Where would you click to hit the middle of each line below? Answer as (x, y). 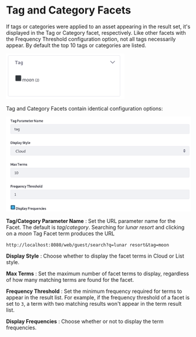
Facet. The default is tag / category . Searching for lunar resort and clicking (95, 228)
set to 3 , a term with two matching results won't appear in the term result (94, 304)
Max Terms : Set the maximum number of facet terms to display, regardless (98, 273)
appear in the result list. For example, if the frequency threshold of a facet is (98, 298)
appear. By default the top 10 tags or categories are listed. (76, 45)
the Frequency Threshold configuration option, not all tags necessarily (91, 39)
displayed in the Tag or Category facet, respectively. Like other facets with (96, 32)
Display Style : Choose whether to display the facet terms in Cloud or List (95, 256)
